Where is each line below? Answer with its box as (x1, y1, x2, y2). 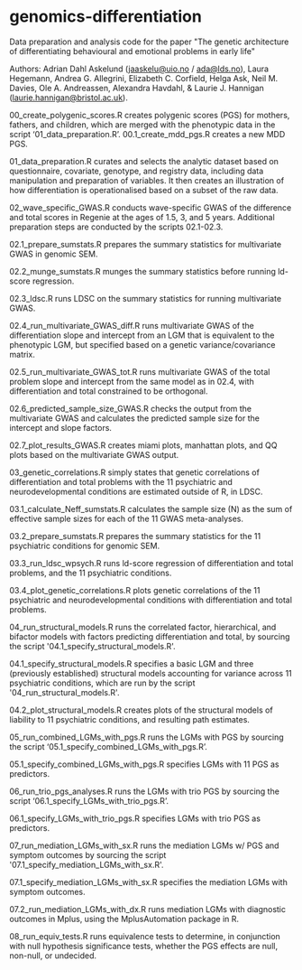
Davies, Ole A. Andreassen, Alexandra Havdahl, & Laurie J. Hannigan (9, 82, 264, 93)
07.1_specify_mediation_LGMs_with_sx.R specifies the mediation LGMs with (9, 876, 288, 887)
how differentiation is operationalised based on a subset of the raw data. (9, 184, 279, 195)
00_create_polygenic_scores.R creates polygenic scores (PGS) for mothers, (9, 109, 290, 120)
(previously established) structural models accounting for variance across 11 (9, 667, 293, 678)
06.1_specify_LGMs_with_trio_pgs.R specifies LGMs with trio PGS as (9, 813, 261, 824)
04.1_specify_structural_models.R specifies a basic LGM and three (9, 658, 254, 669)
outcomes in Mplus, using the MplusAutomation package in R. (9, 913, 240, 924)
